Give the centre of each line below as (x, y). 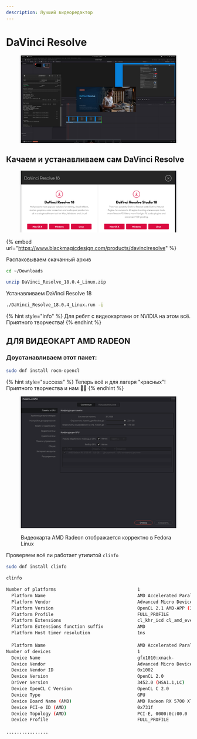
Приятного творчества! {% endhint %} (54, 322)
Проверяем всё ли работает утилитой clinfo (62, 555)
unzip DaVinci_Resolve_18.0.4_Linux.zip (56, 282)
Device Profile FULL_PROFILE (90, 720)
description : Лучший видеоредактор (50, 12)
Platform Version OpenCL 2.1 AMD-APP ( (101, 608)
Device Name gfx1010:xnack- (93, 658)
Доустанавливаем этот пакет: (52, 358)
